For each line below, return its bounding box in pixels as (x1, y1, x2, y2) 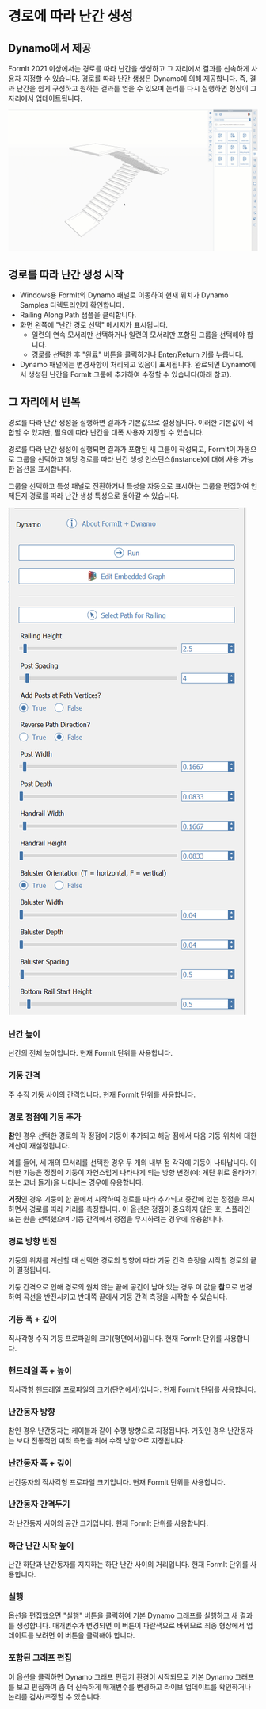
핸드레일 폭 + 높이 (8, 1365, 73, 1376)
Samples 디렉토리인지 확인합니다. (19, 301, 125, 310)
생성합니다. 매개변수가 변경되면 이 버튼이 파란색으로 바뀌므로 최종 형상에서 (16, 1621, 245, 1630)
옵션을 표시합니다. (16, 465, 72, 474)
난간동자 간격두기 (8, 1499, 70, 1510)
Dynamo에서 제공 (8, 41, 92, 55)
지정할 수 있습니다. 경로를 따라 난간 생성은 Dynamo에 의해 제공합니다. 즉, (22, 74, 248, 83)
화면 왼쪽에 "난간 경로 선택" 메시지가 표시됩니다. (19, 320, 169, 330)
